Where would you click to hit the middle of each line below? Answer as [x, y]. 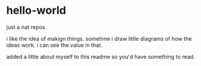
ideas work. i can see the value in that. [54, 45]
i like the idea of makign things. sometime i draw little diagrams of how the [99, 38]
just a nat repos [26, 27]
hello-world [36, 10]
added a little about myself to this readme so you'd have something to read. [101, 56]
